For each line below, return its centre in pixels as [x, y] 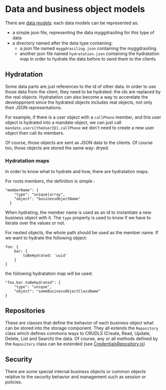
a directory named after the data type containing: [62, 43]
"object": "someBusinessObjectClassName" [57, 291]
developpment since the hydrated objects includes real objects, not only [79, 102]
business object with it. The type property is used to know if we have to [78, 218]
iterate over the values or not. [35, 223]
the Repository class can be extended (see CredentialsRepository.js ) [75, 344]
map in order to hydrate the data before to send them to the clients [88, 59]
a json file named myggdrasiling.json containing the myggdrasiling [88, 48]
